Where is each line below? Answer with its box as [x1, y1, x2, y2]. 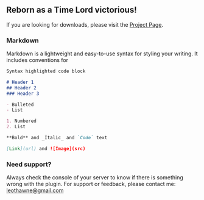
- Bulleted [6, 102, 34, 108]
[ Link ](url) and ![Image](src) [6, 145, 86, 151]
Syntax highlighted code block [6, 68, 86, 75]
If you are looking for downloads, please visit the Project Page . [6, 21, 163, 28]
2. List [6, 124, 26, 130]
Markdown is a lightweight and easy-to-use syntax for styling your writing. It [6, 50, 198, 57]
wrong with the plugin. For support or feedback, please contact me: [6, 181, 176, 188]
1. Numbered [6, 118, 37, 124]
